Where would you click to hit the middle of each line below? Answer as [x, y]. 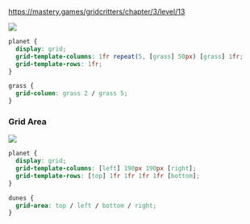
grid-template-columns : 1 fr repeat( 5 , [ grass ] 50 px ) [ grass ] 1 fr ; [129, 56]
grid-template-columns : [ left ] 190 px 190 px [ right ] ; [106, 168]
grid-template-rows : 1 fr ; [59, 64]
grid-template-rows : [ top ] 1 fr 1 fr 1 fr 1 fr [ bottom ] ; [108, 176]
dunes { [21, 198]
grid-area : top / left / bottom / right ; [86, 205]
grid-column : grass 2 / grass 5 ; [72, 93]
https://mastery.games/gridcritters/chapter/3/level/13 [97, 12]
